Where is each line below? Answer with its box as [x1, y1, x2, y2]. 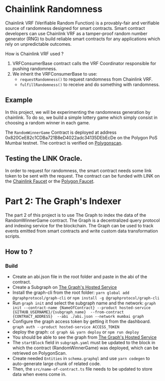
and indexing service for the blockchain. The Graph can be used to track [5, 222, 154, 228]
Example [5, 96, 33, 104]
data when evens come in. [12, 372, 67, 378]
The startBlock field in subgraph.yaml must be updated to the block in [12, 340, 156, 346]
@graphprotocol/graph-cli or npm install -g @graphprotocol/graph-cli [12, 295, 160, 301]
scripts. [5, 233, 21, 239]
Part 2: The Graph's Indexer [5, 195, 122, 207]
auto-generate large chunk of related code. [12, 361, 101, 367]
